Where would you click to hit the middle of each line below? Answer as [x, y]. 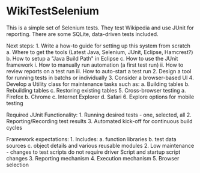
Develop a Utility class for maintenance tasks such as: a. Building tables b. [98, 84]
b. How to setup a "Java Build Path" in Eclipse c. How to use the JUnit [92, 58]
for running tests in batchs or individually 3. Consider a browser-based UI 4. [100, 77]
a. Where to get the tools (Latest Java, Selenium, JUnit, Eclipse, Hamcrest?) [100, 52]
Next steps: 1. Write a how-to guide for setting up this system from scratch [98, 46]
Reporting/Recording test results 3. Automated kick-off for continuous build [99, 121]
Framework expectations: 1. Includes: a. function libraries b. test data [91, 139]
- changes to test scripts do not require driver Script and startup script [93, 152]
